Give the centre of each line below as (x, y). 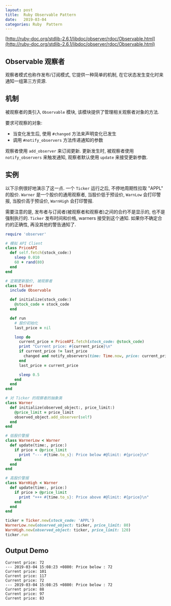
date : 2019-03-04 (26, 19)
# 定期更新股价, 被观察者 (29, 281)
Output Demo (27, 551)
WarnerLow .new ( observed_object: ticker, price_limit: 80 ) (68, 525)
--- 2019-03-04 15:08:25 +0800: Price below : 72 (59, 585)
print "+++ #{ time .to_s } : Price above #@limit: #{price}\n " (84, 497)
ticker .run (17, 535)
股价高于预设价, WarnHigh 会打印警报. (55, 201)
